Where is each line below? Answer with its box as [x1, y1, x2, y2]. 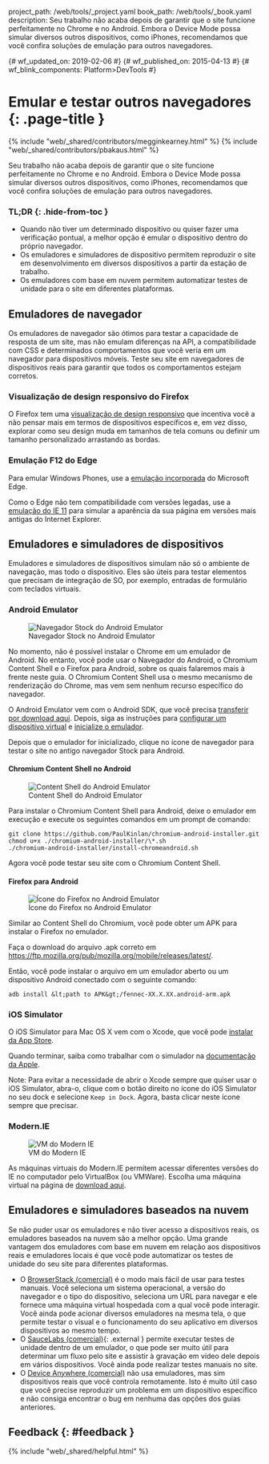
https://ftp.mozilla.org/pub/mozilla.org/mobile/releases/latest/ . [8, 951, 214, 960]
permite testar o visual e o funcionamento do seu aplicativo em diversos [19, 1316, 259, 1326]
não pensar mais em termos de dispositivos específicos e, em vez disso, [8, 418, 248, 427]
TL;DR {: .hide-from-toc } [8, 206, 109, 217]
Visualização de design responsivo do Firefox [8, 390, 190, 402]
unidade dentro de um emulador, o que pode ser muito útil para [19, 1342, 229, 1352]
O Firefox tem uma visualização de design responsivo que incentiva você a [8, 409, 255, 419]
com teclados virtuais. [8, 584, 82, 594]
